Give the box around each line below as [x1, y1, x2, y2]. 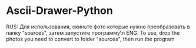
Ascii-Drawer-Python [6, 4, 113, 17]
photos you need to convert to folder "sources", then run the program [6, 35, 175, 42]
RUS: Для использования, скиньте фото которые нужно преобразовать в [6, 23, 190, 30]
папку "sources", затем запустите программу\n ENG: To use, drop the [6, 29, 180, 36]
